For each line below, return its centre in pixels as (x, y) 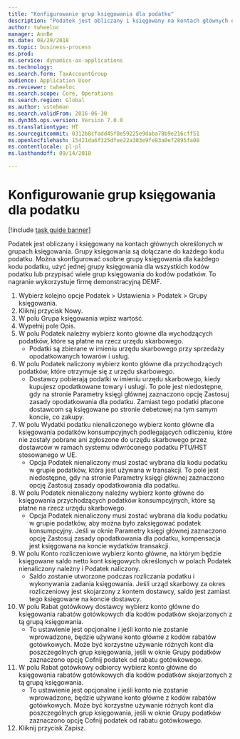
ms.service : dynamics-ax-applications (66, 61)
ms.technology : (31, 67)
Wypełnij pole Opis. (47, 326)
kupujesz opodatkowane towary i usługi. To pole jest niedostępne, (126, 386)
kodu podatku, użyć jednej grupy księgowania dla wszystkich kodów (109, 266)
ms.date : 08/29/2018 (39, 41)
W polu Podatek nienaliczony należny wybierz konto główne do (111, 493)
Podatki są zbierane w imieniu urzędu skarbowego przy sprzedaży (127, 348)
